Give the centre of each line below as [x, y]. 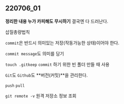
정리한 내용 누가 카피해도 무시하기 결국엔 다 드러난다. [57, 21]
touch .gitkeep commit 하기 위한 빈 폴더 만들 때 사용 [57, 64]
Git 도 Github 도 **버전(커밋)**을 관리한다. [47, 75]
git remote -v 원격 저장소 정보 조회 [41, 95]
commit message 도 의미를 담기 [35, 53]
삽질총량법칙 [18, 32]
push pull [15, 86]
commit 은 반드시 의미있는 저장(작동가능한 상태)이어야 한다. [63, 43]
